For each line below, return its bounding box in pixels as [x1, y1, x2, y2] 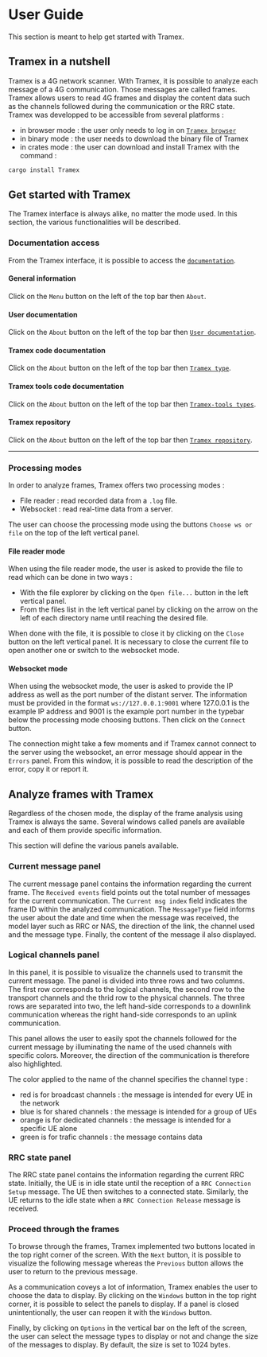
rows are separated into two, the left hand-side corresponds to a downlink [8, 1001, 252, 1011]
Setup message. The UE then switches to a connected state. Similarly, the [8, 1187, 249, 1196]
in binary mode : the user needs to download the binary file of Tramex [19, 134, 249, 143]
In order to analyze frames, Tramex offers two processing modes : [8, 480, 225, 490]
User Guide [8, 6, 84, 24]
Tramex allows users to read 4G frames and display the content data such [8, 93, 250, 103]
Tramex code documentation [8, 345, 106, 355]
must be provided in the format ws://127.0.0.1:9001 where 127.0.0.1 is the [8, 698, 250, 708]
